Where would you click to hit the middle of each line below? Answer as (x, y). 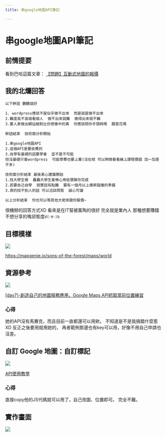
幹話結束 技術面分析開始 (28, 134)
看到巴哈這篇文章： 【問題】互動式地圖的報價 (52, 74)
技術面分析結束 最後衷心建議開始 (34, 175)
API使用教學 (17, 374)
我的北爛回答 (25, 91)
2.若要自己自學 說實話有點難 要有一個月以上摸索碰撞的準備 (60, 185)
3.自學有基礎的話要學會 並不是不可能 (39, 154)
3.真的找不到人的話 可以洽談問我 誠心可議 (44, 191)
